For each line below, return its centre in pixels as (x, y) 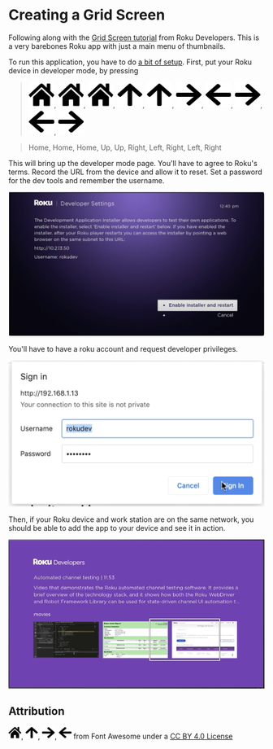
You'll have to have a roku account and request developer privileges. (123, 348)
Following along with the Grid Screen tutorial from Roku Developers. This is (134, 37)
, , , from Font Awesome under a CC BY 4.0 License (127, 736)
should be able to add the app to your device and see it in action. (117, 528)
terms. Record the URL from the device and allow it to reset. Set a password (135, 172)
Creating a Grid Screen (87, 15)
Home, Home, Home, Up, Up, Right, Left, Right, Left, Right (125, 147)
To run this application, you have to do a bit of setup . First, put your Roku (130, 62)
